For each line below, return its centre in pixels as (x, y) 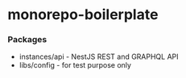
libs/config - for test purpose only (75, 65)
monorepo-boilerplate (83, 15)
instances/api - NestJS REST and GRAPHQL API (99, 57)
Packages (27, 40)
